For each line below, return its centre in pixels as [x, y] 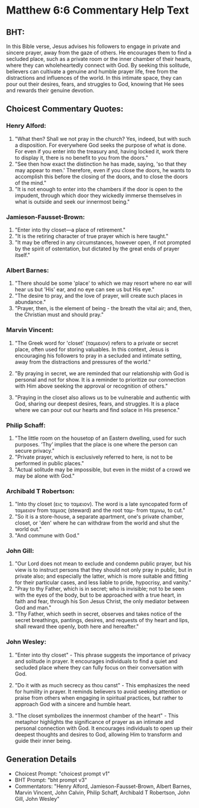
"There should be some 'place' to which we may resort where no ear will [103, 283]
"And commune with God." [47, 536]
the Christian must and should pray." [59, 315]
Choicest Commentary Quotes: [65, 109]
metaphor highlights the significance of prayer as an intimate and [94, 722]
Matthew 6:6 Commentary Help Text [98, 10]
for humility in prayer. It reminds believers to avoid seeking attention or [101, 691]
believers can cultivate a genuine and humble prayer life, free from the [92, 71]
